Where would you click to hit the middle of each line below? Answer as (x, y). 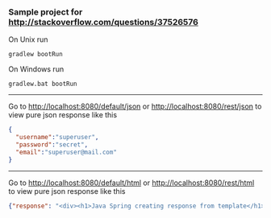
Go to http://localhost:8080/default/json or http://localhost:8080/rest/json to (135, 106)
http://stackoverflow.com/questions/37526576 (104, 22)
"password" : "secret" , (52, 145)
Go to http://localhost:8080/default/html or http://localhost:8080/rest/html (131, 183)
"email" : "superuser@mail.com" (66, 152)
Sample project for (46, 12)
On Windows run (36, 69)
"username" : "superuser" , (57, 138)
